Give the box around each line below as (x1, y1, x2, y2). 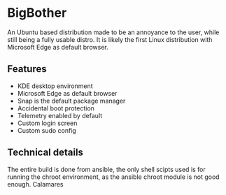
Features (7, 63, 47, 75)
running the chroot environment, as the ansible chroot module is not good (7, 173, 220, 181)
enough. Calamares (7, 180, 64, 188)
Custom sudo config (17, 126, 77, 134)
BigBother (7, 5, 67, 21)
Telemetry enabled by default (17, 111, 103, 120)
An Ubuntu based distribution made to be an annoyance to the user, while (7, 28, 220, 36)
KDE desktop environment (17, 82, 93, 90)
